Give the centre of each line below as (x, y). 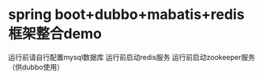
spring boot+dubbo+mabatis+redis (126, 15)
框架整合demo (55, 34)
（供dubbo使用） (36, 67)
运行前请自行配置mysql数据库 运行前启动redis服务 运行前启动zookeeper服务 (131, 57)
